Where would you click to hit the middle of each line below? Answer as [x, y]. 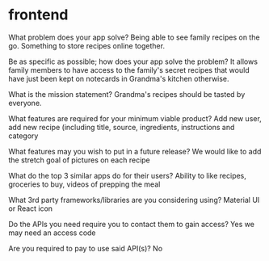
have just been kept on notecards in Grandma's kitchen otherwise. [119, 78]
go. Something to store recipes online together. [87, 45]
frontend [38, 15]
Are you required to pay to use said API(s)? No [86, 248]
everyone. [25, 103]
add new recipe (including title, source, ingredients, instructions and [122, 127]
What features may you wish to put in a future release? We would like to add [135, 151]
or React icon [31, 208]
